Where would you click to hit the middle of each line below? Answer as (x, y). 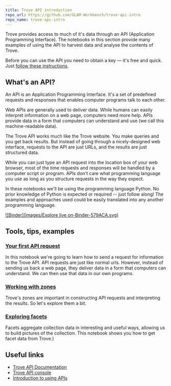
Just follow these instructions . (37, 66)
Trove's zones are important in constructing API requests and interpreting (83, 298)
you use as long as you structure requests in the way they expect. (75, 179)
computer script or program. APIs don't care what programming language (83, 173)
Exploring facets (26, 317)
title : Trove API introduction (39, 10)
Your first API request (33, 246)
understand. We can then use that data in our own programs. (70, 273)
